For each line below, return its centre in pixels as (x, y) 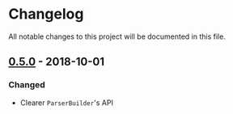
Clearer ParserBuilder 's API (66, 103)
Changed (27, 85)
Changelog (46, 14)
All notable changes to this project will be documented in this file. (117, 36)
